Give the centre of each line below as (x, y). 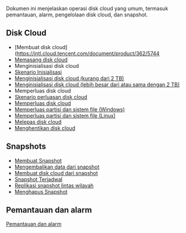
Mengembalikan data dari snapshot (57, 167)
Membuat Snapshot (38, 160)
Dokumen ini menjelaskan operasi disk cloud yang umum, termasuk (87, 8)
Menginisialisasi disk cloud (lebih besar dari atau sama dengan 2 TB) (97, 84)
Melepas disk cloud (38, 122)
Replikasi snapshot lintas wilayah (54, 185)
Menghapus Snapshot (41, 191)
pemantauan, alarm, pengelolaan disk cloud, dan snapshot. (77, 15)
